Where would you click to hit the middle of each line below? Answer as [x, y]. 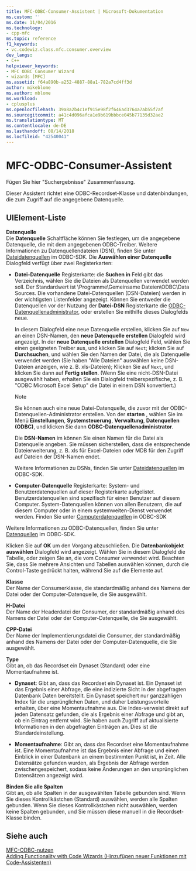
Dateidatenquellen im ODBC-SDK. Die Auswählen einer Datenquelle [89, 257]
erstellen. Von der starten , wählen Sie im [133, 414]
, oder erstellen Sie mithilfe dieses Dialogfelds [133, 311]
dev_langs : [19, 55]
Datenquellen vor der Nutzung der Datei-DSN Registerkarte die [91, 306]
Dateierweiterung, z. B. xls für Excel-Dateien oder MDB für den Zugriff [99, 450]
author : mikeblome [28, 88]
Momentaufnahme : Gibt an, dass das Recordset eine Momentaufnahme [102, 744]
